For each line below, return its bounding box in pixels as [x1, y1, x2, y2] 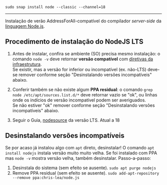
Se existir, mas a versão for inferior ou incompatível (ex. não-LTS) [12, 66, 147, 72]
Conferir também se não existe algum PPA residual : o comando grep [12, 87, 153, 92]
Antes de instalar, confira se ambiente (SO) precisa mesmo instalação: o [12, 50, 161, 56]
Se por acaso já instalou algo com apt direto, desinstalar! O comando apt [5, 144, 155, 150]
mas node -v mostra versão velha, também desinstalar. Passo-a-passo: [5, 155, 151, 161]
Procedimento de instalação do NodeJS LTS [5, 38, 144, 46]
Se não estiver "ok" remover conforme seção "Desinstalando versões [12, 102, 155, 108]
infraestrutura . [12, 61, 42, 67]
